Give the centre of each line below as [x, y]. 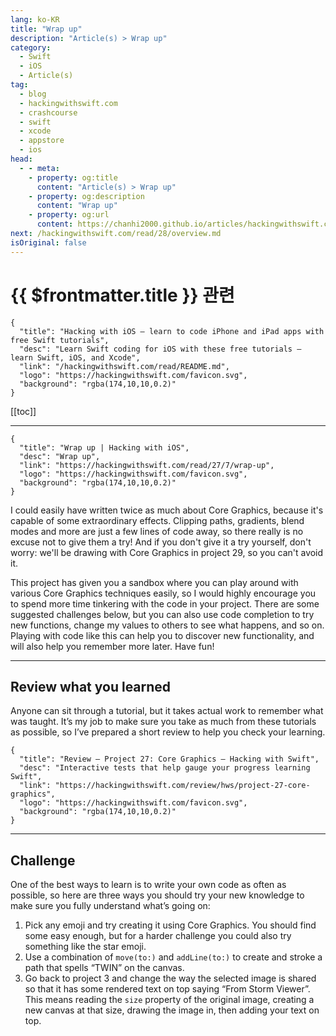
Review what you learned [91, 686]
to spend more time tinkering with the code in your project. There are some [165, 603]
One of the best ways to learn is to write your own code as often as [148, 885]
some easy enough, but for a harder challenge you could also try [158, 936]
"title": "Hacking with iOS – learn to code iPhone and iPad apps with [172, 331]
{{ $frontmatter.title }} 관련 [122, 295]
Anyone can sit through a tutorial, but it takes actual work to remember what [167, 711]
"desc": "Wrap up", [60, 456]
